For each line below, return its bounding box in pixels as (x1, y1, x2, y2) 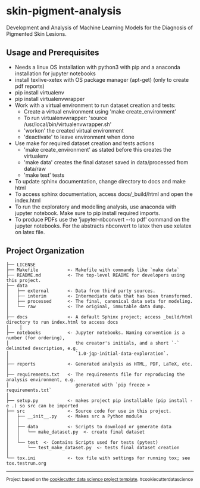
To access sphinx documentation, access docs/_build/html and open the (14, 190, 193, 198)
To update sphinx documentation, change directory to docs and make (14, 177, 186, 185)
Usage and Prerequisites (6, 48, 99, 58)
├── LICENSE (6, 262, 36, 268)
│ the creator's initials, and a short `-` (6, 340, 180, 346)
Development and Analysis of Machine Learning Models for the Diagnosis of (6, 24, 193, 31)
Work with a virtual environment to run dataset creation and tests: (14, 102, 176, 109)
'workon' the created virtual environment (23, 127, 124, 134)
